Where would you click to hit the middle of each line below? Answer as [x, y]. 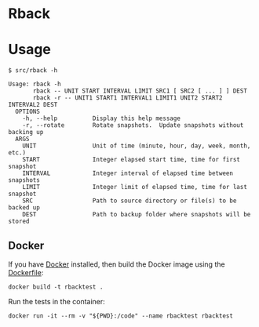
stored [19, 222]
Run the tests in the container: [57, 301]
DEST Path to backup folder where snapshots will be [137, 215]
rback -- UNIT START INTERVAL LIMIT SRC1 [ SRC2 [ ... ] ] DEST [140, 91]
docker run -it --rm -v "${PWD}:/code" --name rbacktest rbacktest [121, 316]
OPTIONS [28, 112]
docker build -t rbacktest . [56, 287]
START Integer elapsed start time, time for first [131, 160]
